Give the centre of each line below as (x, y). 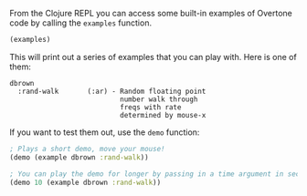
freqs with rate (151, 107)
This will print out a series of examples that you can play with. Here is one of (153, 57)
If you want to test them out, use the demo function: (105, 132)
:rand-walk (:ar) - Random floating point (112, 91)
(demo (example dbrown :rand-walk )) (79, 157)
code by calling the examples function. (81, 23)
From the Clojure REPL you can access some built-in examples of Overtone (151, 13)
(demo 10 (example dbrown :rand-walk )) (85, 182)
